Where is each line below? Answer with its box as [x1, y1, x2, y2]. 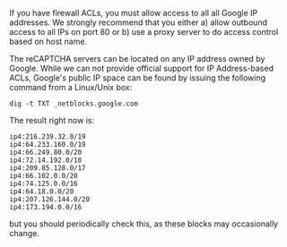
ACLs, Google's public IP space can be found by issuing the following [9, 72, 266, 83]
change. [9, 228, 40, 238]
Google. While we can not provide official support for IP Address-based [9, 63, 274, 73]
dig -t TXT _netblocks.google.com [9, 99, 139, 108]
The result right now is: [9, 115, 95, 125]
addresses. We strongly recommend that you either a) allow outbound [9, 17, 267, 28]
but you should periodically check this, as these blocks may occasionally [9, 218, 279, 229]
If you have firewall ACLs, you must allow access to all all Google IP [9, 8, 258, 18]
